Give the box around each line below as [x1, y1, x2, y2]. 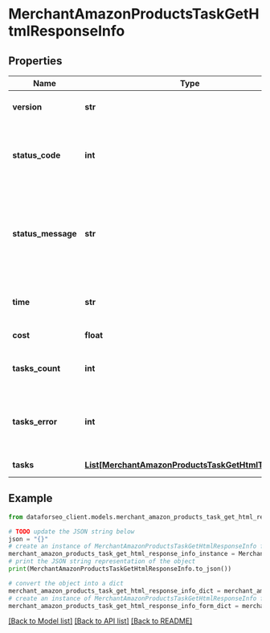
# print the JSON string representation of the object [8, 557, 196, 565]
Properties [8, 54, 63, 68]
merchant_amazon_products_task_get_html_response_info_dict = [8, 586, 221, 595]
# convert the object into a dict [8, 579, 125, 587]
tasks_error [12, 416, 58, 427]
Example [8, 491, 53, 505]
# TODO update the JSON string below [8, 528, 135, 536]
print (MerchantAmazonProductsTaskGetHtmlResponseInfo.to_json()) [8, 565, 231, 573]
